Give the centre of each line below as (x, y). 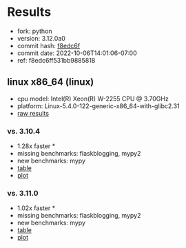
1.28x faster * (36, 146)
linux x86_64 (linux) (51, 82)
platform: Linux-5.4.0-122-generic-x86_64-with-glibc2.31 (99, 106)
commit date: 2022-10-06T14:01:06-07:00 (77, 53)
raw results (33, 113)
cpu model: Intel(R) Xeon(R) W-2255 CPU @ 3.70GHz (93, 99)
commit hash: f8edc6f (49, 45)
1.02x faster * (36, 208)
